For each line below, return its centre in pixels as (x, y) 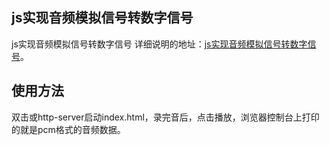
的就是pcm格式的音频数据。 (68, 129)
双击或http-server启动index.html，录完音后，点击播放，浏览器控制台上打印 (165, 117)
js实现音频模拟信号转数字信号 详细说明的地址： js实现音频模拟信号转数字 (159, 44)
